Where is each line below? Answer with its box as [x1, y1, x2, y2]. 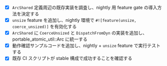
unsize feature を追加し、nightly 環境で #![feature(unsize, [12, 17, 137, 23]
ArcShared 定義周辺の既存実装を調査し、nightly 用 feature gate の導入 [12, 5, 158, 10]
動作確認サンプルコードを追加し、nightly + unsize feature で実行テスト [12, 43, 161, 49]
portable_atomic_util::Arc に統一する [12, 36, 88, 42]
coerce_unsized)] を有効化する [12, 23, 77, 29]
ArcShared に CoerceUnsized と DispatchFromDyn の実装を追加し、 [12, 30, 148, 36]
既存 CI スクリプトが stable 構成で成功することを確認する [12, 55, 132, 61]
